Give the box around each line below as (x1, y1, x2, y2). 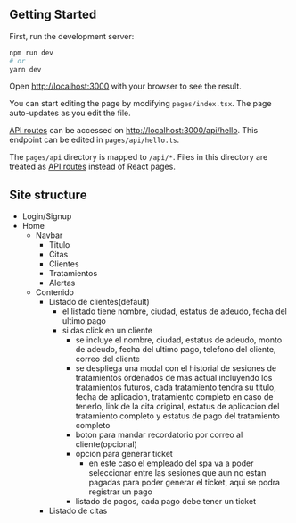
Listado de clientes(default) (48, 297, 150, 308)
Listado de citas (48, 505, 108, 517)
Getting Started (9, 7, 97, 22)
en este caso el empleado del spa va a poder (88, 458, 254, 468)
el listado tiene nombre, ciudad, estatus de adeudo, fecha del (62, 306, 287, 316)
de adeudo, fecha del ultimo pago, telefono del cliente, (75, 344, 276, 355)
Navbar (35, 230, 63, 240)
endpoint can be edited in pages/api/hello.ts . (9, 134, 180, 146)
